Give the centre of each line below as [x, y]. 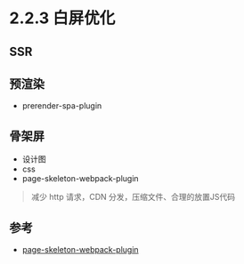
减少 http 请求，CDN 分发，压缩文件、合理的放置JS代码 [133, 197]
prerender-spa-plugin [62, 106]
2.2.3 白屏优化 [62, 18]
